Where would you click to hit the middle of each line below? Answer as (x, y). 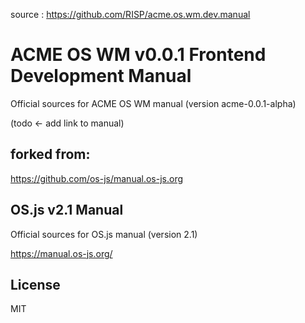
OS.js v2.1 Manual (67, 210)
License (35, 284)
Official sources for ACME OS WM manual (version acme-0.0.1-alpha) (153, 103)
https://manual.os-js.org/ (61, 253)
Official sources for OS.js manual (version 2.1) (104, 234)
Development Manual (101, 76)
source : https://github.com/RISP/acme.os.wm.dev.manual (130, 14)
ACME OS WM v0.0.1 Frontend (138, 55)
